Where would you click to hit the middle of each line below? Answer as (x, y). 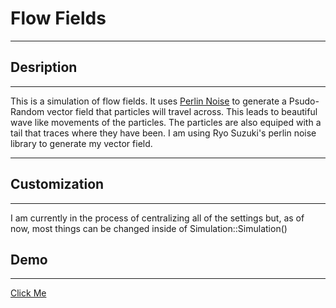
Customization (57, 184)
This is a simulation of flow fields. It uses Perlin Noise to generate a (148, 101)
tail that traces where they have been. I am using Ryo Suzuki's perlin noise (163, 133)
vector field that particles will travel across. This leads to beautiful (182, 111)
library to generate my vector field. (81, 143)
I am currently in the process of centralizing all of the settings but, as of (157, 218)
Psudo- (304, 101)
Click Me (28, 293)
